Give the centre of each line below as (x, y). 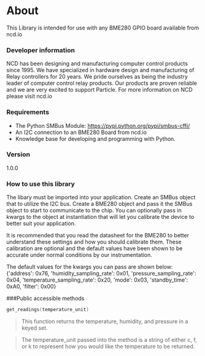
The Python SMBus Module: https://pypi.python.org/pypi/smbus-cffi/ (102, 125)
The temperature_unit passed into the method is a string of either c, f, (109, 340)
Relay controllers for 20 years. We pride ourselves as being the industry (97, 77)
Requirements (28, 113)
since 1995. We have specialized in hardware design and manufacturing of (100, 70)
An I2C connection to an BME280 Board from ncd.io (81, 132)
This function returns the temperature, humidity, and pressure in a (105, 321)
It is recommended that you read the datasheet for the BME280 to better (98, 235)
